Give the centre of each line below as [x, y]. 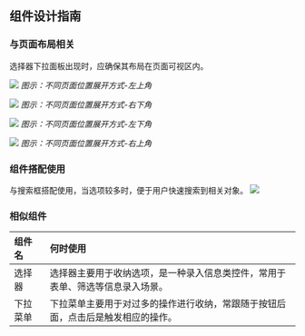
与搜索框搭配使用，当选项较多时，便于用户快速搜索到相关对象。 [128, 190]
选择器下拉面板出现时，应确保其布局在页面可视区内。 [109, 65]
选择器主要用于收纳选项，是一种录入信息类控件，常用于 [168, 273]
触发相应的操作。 [141, 318]
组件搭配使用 [38, 169]
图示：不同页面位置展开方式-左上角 [86, 85]
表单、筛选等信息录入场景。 [109, 287]
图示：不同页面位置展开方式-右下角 [86, 104]
